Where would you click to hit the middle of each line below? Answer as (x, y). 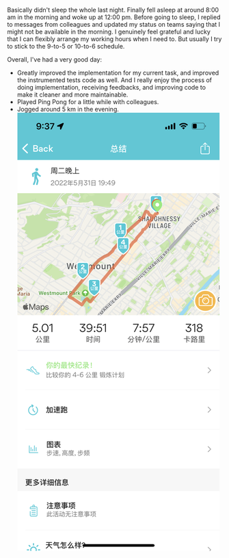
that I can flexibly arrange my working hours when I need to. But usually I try (114, 39)
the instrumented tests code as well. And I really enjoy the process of (114, 80)
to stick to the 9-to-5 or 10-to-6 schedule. (66, 46)
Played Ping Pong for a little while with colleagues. (88, 102)
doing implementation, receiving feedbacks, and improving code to (111, 87)
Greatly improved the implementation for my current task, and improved (118, 73)
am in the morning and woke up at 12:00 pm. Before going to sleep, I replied (114, 17)
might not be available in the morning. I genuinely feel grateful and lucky (109, 31)
